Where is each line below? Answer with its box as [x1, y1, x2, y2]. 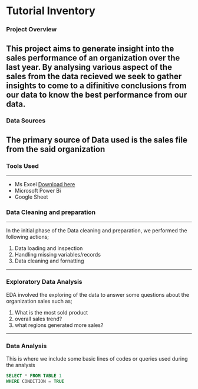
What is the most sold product [14, 309, 88, 316]
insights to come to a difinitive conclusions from [6, 80, 187, 90]
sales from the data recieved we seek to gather [6, 71, 182, 81]
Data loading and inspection [14, 245, 83, 252]
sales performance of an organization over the [6, 53, 180, 63]
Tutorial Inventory [6, 4, 95, 18]
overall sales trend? [14, 315, 62, 322]
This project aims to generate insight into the [6, 43, 174, 54]
